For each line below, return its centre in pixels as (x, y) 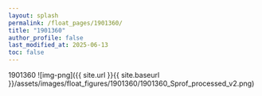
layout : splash (33, 15)
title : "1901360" (37, 30)
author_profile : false (46, 38)
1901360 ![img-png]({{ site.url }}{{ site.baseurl (84, 75)
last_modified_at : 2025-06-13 (59, 45)
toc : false (26, 52)
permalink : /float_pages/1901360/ (66, 23)
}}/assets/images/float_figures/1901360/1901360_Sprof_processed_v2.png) (131, 83)
